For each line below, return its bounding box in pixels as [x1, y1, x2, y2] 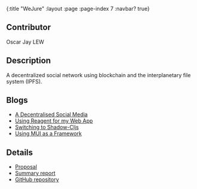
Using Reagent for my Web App [14, 117, 93, 124]
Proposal [14, 163, 37, 170]
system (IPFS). [6, 78, 43, 85]
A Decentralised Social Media [14, 111, 88, 118]
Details [6, 147, 33, 157]
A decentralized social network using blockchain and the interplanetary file [6, 71, 191, 78]
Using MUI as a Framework [14, 130, 82, 137]
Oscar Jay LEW [6, 38, 44, 45]
